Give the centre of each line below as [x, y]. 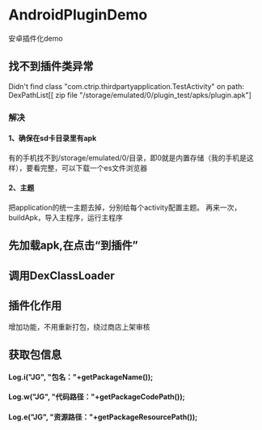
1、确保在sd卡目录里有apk [53, 138]
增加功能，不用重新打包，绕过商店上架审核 [79, 326]
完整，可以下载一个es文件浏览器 [94, 168]
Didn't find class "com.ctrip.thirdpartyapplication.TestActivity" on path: [127, 86]
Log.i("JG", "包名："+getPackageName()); [81, 377]
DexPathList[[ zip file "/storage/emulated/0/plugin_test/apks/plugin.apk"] [130, 95]
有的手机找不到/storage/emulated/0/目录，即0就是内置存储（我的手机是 [128, 158]
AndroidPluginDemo [78, 15]
